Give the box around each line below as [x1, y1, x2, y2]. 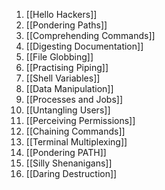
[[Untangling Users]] [25, 104, 111, 116]
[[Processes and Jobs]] [25, 94, 124, 105]
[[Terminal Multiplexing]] [25, 136, 128, 148]
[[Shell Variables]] [25, 72, 101, 84]
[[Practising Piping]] [25, 62, 109, 73]
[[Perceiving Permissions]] [25, 115, 136, 126]
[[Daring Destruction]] [25, 168, 118, 179]
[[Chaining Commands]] [25, 125, 126, 137]
